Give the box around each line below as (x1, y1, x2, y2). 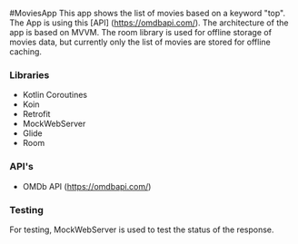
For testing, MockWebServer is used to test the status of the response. (9, 224, 274, 235)
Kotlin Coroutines (22, 90, 88, 101)
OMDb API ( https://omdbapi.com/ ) (22, 181, 152, 191)
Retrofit (22, 109, 51, 120)
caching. (9, 46, 43, 57)
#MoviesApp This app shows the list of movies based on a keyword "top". (9, 8, 286, 18)
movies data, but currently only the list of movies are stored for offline (9, 36, 271, 47)
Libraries (9, 68, 50, 81)
